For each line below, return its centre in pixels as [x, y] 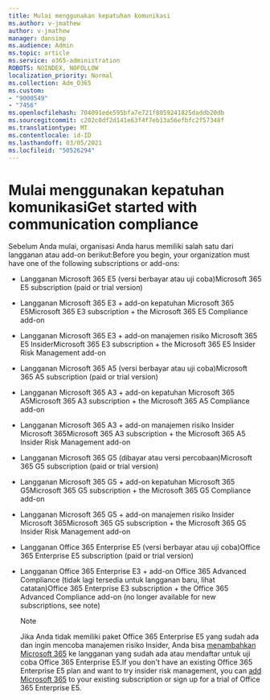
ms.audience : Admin [41, 46]
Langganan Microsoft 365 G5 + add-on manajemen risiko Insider [127, 514]
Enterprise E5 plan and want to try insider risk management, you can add [141, 671]
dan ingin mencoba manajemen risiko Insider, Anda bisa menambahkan [138, 645]
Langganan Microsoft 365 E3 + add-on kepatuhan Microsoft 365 [127, 303]
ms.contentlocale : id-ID [50, 135]
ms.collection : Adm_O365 [50, 83]
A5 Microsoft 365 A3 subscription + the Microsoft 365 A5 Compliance [135, 401]
